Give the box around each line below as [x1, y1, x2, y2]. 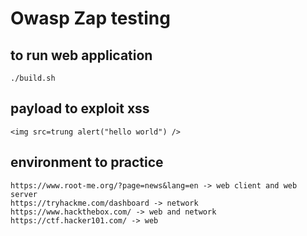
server [10, 189, 38, 199]
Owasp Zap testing [10, 7, 171, 30]
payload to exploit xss [10, 100, 150, 117]
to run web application [10, 47, 153, 64]
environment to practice [10, 154, 164, 171]
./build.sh [10, 73, 56, 83]
